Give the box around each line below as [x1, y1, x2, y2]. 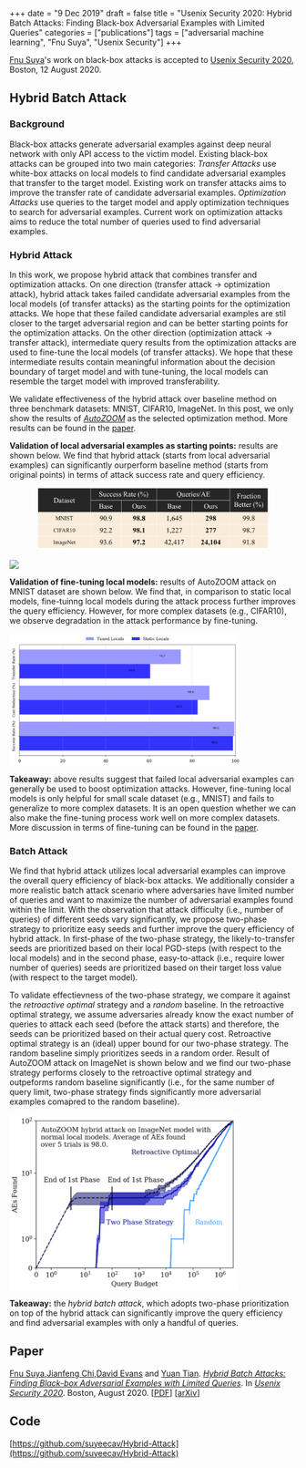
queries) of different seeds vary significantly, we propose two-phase [9, 914, 267, 925]
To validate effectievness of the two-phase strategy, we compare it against [9, 989, 291, 1001]
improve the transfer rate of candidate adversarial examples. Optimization [9, 187, 287, 198]
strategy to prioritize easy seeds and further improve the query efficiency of [9, 924, 295, 935]
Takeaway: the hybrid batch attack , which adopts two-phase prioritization [9, 1298, 290, 1309]
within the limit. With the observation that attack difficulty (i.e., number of [9, 905, 284, 915]
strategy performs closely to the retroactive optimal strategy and [9, 1067, 252, 1079]
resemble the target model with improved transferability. [9, 376, 220, 387]
